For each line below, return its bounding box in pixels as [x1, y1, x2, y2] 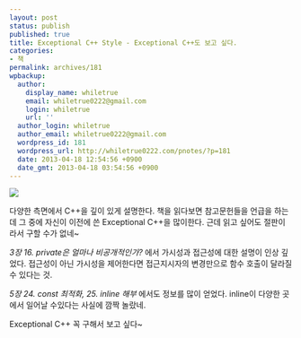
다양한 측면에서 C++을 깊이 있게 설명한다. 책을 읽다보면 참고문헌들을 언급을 [9, 205, 272, 216]
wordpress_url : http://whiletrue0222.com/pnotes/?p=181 [17, 146, 231, 155]
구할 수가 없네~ [25, 228, 80, 238]
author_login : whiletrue [17, 122, 111, 131]
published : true [9, 30, 70, 39]
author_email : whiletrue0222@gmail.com [17, 130, 167, 139]
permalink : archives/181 [9, 64, 102, 73]
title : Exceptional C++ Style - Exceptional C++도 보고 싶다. [9, 38, 238, 48]
